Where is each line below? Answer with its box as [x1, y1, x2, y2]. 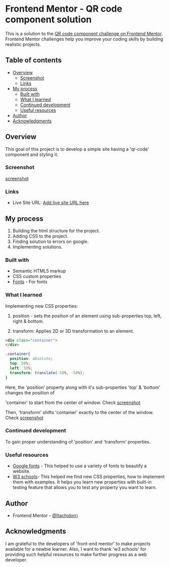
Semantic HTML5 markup [12, 268, 66, 274]
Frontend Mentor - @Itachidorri [12, 512, 78, 518]
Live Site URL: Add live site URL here [12, 199, 90, 206]
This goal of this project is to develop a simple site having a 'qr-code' [5, 146, 149, 152]
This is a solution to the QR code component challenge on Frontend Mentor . [5, 30, 163, 36]
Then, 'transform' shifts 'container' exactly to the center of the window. [5, 409, 154, 415]
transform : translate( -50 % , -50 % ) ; [10, 370, 85, 375]
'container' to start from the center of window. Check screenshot [5, 399, 141, 406]
